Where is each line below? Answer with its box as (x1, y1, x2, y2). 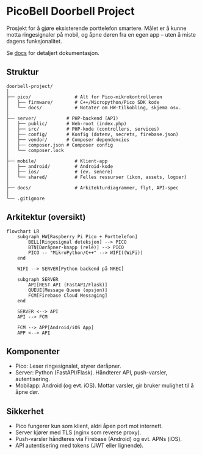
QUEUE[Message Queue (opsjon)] (28, 287, 108, 293)
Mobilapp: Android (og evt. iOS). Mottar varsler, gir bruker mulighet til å (15, 382, 194, 389)
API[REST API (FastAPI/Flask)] (28, 282, 108, 288)
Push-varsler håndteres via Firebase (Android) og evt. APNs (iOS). (15, 435, 182, 443)
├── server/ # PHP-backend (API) (6, 115, 119, 122)
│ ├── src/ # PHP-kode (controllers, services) (6, 126, 160, 132)
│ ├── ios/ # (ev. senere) (6, 169, 114, 175)
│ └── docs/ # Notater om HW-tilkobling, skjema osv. (6, 104, 182, 111)
